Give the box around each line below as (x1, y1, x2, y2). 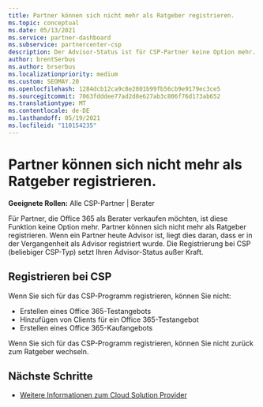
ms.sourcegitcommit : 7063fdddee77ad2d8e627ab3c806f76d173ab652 (8, 92, 221, 100)
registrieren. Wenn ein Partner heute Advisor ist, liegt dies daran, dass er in (8, 230, 253, 240)
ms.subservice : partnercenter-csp (8, 41, 122, 49)
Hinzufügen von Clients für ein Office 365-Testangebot (19, 315, 199, 324)
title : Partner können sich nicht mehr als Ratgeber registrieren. (8, 11, 235, 20)
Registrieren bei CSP (8, 270, 112, 284)
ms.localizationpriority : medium (8, 70, 118, 78)
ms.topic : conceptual (8, 19, 80, 27)
